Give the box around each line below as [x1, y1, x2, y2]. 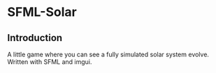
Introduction [7, 32, 63, 44]
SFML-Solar [7, 4, 77, 20]
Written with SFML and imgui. [7, 58, 92, 66]
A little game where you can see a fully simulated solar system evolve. [7, 50, 210, 58]
